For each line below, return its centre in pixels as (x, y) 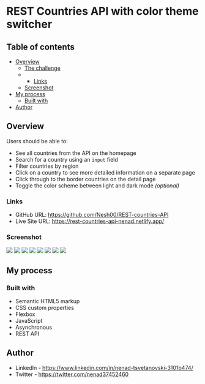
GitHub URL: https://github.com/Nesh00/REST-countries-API (92, 215)
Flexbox (25, 314)
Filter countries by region (47, 166)
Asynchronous (34, 327)
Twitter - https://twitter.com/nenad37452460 (72, 374)
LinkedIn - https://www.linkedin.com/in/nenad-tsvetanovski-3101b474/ (104, 367)
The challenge (43, 68)
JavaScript (29, 321)
